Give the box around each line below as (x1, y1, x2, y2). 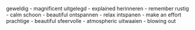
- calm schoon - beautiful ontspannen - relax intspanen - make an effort (6, 11, 181, 18)
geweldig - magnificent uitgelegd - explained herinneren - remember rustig (6, 5, 189, 12)
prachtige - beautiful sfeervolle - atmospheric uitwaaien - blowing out (6, 18, 176, 24)
